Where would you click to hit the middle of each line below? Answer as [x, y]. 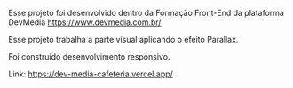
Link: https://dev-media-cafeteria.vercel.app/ [91, 74]
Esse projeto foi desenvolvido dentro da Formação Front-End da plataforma [146, 13]
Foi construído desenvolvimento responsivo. [89, 56]
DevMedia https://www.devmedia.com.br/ [85, 22]
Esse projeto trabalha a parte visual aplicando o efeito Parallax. [123, 40]
